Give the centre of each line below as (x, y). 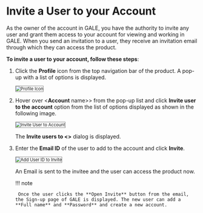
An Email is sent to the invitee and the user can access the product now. (105, 171)
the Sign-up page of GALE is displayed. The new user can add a (98, 199)
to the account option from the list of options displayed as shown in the (104, 107)
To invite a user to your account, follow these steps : (73, 59)
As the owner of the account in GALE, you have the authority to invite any (98, 28)
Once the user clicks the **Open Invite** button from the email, (103, 194)
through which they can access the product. (62, 47)
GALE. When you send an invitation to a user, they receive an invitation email (102, 41)
